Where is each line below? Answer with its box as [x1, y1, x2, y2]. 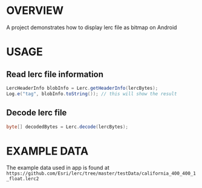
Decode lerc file [6, 107, 67, 118]
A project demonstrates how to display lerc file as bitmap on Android [6, 24, 177, 31]
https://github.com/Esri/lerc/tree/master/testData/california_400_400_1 [6, 170, 197, 176]
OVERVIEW [6, 4, 64, 18]
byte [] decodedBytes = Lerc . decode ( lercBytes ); [6, 124, 129, 130]
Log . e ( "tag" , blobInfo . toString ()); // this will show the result [6, 90, 177, 97]
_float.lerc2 [6, 176, 39, 182]
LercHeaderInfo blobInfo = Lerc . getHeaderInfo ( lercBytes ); [6, 85, 158, 91]
